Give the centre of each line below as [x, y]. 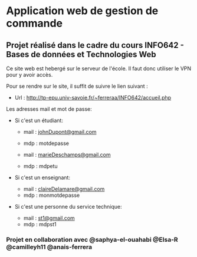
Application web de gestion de [82, 11]
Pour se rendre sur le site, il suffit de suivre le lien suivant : [77, 86]
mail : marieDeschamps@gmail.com [67, 155]
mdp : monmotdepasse [52, 195]
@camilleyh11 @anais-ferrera [49, 247]
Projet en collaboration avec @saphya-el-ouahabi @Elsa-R [92, 239]
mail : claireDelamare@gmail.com [64, 189]
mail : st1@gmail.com [49, 218]
